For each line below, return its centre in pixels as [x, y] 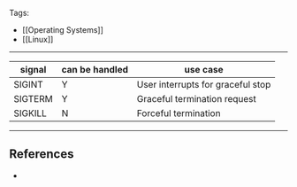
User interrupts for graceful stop [204, 85]
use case [204, 70]
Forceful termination [179, 113]
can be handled [95, 70]
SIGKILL [30, 113]
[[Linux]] [38, 39]
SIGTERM [33, 99]
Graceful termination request [196, 99]
